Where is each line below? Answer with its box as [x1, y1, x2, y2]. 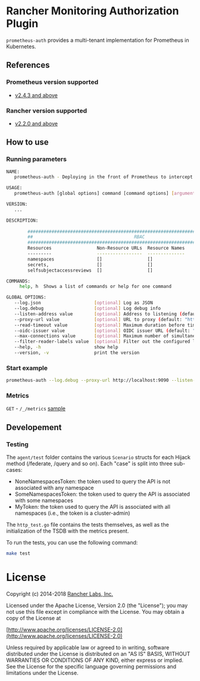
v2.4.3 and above [14, 91, 58, 99]
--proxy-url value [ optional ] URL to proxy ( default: [14, 316, 183, 322]
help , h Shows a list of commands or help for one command [19, 284, 171, 290]
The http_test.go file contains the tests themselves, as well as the [6, 521, 170, 528]
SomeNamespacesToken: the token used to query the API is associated [14, 490, 190, 498]
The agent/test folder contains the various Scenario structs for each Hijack [6, 454, 191, 461]
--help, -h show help [14, 344, 118, 350]
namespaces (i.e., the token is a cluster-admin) [14, 509, 130, 517]
